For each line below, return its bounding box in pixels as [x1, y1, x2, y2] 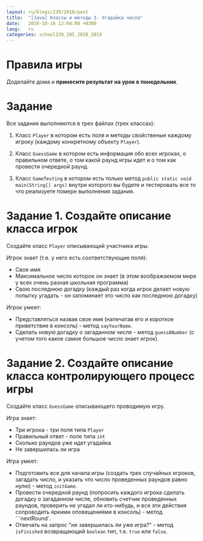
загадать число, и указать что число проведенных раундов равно [15, 476, 188, 483]
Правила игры [6, 58, 83, 72]
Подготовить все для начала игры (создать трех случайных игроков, [15, 469, 196, 476]
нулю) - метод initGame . [15, 482, 77, 489]
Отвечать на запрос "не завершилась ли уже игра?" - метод [15, 521, 174, 528]
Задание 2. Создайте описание [6, 357, 174, 370]
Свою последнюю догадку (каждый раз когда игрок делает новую [15, 285, 190, 292]
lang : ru [6, 26, 34, 32]
